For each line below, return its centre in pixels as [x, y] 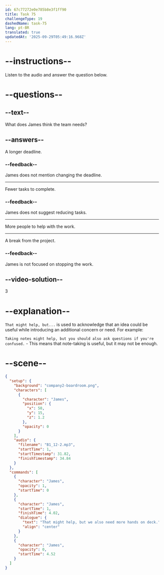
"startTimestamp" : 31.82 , [44, 454]
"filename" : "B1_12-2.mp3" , [47, 445]
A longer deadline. [24, 151]
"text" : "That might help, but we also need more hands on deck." [92, 523]
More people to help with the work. [40, 226]
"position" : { [37, 404]
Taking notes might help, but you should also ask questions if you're [79, 339]
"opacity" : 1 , [32, 486]
